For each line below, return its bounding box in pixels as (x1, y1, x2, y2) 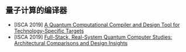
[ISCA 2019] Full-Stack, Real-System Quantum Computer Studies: (13, 34, 173, 40)
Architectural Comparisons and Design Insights (13, 39, 128, 46)
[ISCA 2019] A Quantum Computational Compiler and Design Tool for (13, 21, 180, 28)
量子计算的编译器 (5, 5, 67, 16)
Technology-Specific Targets (13, 27, 84, 34)
